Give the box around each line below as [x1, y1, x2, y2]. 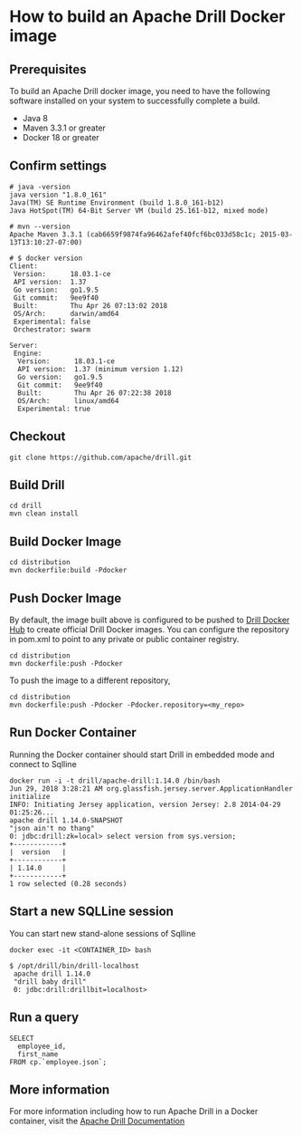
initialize [9, 792, 51, 801]
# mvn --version [9, 222, 71, 231]
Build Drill [9, 477, 65, 493]
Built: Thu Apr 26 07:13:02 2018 [13, 301, 168, 310]
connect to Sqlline [9, 758, 77, 769]
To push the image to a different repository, [9, 675, 171, 686]
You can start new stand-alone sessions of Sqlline [9, 928, 196, 938]
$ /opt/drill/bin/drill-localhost [9, 961, 140, 970]
